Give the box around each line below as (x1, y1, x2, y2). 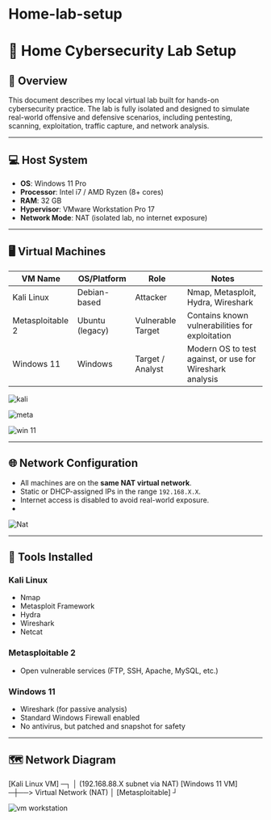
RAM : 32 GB (19, 196, 62, 205)
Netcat (19, 627, 43, 637)
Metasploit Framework (19, 601, 95, 611)
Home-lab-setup (8, 5, 123, 23)
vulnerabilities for (186, 320, 253, 331)
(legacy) (77, 325, 109, 336)
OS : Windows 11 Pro (19, 179, 87, 188)
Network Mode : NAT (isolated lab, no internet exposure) (19, 213, 208, 222)
